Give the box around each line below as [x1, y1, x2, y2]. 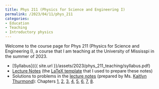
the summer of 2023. [5, 53, 48, 59]
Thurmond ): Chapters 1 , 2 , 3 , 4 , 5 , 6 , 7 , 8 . [12, 78, 94, 84]
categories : [5, 16, 29, 21]
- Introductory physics [5, 30, 54, 35]
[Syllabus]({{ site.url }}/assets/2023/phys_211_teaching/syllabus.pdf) [12, 63, 151, 69]
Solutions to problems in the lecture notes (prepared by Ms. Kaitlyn [12, 73, 147, 79]
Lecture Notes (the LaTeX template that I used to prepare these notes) [12, 68, 153, 73]
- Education [5, 20, 29, 26]
